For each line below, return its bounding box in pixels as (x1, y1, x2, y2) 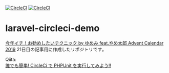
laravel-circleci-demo (5, 23, 100, 34)
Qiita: (5, 56, 17, 62)
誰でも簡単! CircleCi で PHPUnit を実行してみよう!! (5, 62, 112, 68)
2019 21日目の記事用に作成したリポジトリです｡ (5, 46, 104, 52)
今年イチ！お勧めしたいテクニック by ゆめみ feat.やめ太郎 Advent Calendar (5, 40, 164, 46)
